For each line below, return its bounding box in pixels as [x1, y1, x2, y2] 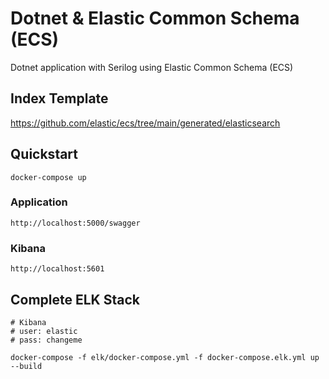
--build [10, 361, 43, 371]
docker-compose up [10, 172, 87, 182]
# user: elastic [10, 326, 78, 336]
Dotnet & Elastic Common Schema [10, 7, 300, 30]
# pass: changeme [10, 335, 83, 345]
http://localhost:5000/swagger [10, 218, 141, 228]
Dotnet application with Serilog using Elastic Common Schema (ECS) [10, 61, 294, 73]
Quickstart [10, 146, 79, 163]
